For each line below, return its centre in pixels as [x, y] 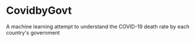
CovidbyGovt [39, 11]
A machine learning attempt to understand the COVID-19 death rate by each [98, 26]
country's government [33, 32]
